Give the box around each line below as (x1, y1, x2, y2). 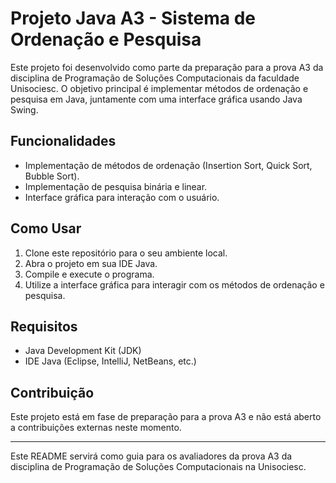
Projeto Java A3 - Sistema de (10, 7, 256, 30)
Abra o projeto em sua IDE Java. (24, 257, 158, 269)
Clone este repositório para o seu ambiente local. (24, 247, 228, 259)
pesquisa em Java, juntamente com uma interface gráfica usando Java (10, 93, 303, 105)
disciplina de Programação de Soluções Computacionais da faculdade (10, 72, 300, 84)
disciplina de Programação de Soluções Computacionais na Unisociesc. (10, 461, 307, 473)
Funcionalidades (10, 133, 117, 150)
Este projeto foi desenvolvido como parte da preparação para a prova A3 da (10, 61, 324, 73)
